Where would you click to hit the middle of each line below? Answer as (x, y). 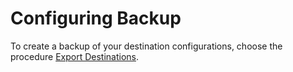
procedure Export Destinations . (75, 56)
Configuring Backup (96, 18)
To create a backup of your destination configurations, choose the (146, 46)
